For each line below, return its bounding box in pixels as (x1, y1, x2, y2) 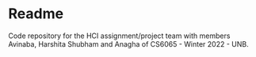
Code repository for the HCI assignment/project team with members (8, 31, 231, 40)
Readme (8, 5, 64, 23)
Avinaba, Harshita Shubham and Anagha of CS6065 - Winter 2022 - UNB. (8, 39, 249, 48)
